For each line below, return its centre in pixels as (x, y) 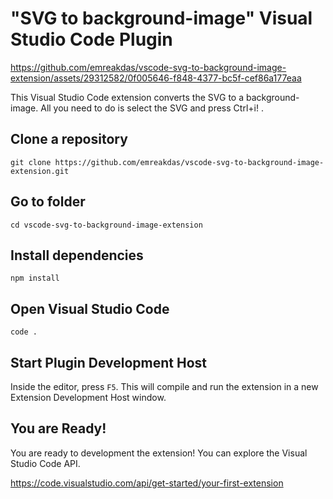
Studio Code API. (45, 463)
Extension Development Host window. (88, 397)
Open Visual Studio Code (90, 308)
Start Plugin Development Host (108, 362)
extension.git (40, 171)
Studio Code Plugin (91, 39)
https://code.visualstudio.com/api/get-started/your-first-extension (147, 483)
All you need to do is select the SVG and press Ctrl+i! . (152, 108)
